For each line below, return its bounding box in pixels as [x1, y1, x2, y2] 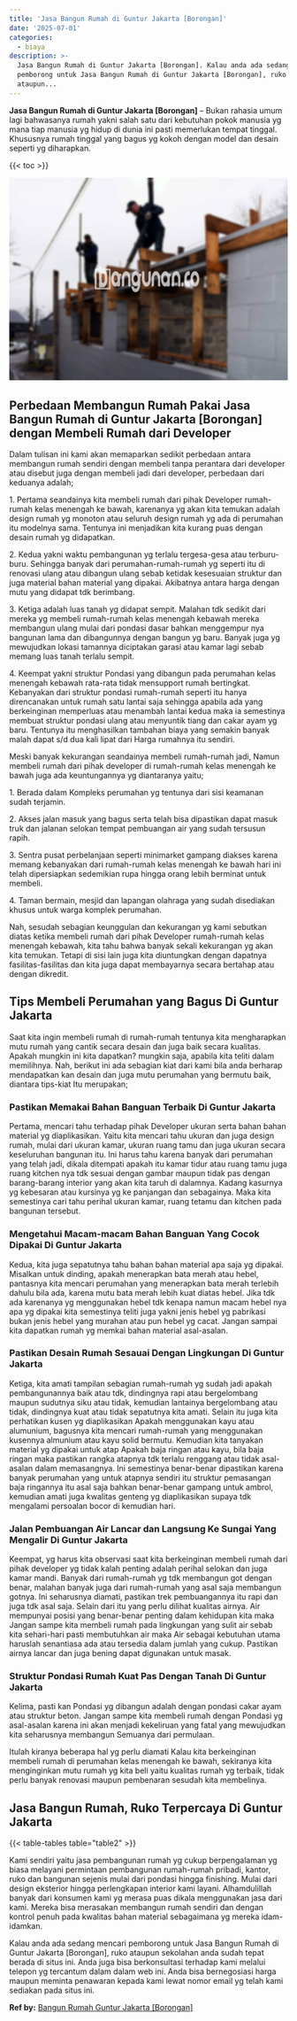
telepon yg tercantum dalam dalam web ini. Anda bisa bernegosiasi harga [9, 1966, 277, 1977]
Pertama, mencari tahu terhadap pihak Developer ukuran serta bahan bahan [9, 1121, 286, 1132]
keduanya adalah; [9, 477, 73, 488]
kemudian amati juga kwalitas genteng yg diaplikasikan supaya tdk [9, 1491, 252, 1501]
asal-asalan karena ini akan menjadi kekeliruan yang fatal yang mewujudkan [9, 1720, 286, 1731]
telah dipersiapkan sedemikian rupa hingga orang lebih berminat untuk [9, 869, 267, 879]
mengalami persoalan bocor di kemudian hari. [9, 1500, 176, 1511]
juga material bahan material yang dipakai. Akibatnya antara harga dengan [9, 577, 280, 588]
